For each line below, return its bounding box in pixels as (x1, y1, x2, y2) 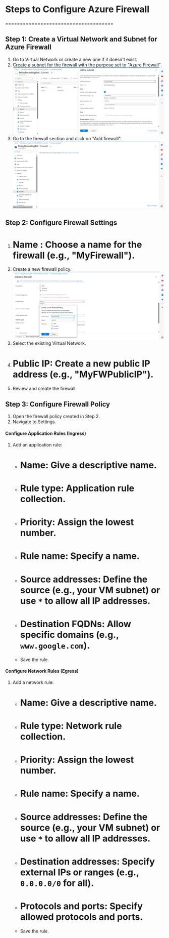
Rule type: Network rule (20, 720, 122, 732)
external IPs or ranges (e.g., (20, 867, 139, 878)
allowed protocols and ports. (20, 911, 143, 923)
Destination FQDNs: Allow (20, 618, 131, 630)
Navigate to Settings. (12, 419, 57, 425)
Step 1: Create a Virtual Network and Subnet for (5, 35, 157, 44)
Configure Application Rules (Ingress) (5, 430, 87, 436)
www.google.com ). (20, 639, 90, 651)
